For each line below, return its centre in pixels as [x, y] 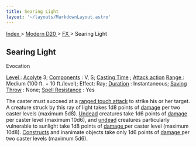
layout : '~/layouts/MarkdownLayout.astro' [59, 17]
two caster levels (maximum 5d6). [47, 139]
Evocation [18, 66]
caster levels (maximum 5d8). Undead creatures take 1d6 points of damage [97, 114]
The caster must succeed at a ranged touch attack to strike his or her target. [98, 101]
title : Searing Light [32, 11]
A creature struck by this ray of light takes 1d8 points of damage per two [93, 107]
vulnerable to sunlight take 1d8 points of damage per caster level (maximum [97, 126]
